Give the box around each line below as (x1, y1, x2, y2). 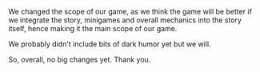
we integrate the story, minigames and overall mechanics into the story (8, 15, 242, 25)
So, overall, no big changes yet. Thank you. (8, 55, 151, 64)
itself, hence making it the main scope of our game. (8, 24, 178, 33)
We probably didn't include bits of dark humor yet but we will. (8, 39, 211, 49)
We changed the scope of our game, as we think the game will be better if (8, 7, 252, 16)
